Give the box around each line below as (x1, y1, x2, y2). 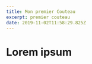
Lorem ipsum (6, 45, 72, 59)
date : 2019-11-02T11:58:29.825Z (6, 20, 86, 25)
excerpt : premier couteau (6, 14, 70, 20)
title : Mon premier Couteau (6, 8, 76, 15)
